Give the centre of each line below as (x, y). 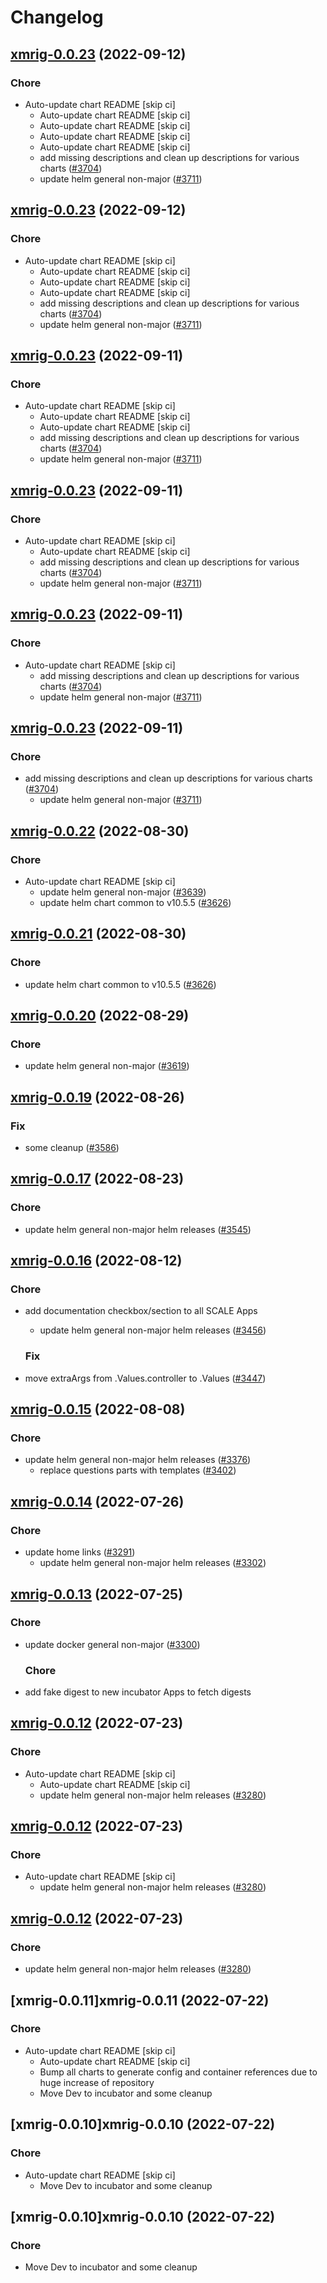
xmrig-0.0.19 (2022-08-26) (97, 1097)
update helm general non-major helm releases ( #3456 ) (153, 1330)
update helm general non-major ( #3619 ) (107, 1066)
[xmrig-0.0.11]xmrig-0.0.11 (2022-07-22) (140, 2000)
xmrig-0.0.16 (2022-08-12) (96, 1261)
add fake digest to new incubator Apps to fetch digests (138, 1692)
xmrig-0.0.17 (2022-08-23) (97, 1179)
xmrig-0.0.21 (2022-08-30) (98, 934)
